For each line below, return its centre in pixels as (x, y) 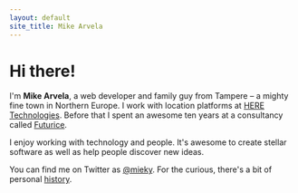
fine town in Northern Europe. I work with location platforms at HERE (137, 106)
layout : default (40, 18)
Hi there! (43, 71)
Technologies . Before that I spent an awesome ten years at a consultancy (146, 115)
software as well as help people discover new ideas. (107, 152)
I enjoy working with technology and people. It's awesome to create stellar (148, 142)
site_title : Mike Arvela (56, 26)
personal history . (41, 179)
